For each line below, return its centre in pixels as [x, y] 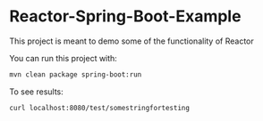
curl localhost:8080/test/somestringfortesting [100, 108]
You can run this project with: [64, 58]
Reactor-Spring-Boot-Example [125, 16]
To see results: [37, 92]
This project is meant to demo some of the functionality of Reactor [132, 41]
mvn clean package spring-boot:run [76, 74]
